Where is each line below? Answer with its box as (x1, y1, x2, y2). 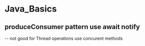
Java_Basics (4, 3, 57, 15)
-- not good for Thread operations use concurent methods (4, 35, 123, 41)
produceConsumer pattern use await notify (4, 23, 140, 31)
